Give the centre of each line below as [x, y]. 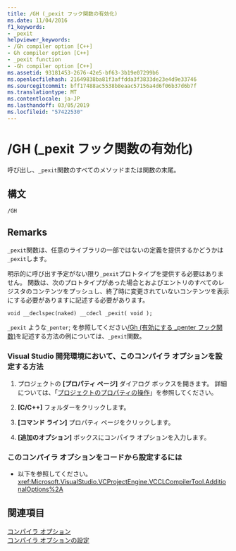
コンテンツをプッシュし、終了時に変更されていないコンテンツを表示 [130, 291]
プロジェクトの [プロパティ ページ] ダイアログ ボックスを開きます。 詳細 [122, 384]
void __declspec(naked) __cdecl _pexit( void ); [80, 314]
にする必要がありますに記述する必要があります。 [78, 300]
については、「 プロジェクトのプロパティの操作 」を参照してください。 [117, 392]
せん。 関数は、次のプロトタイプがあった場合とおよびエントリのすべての [113, 283]
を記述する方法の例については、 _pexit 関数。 [81, 336]
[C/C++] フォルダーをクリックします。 [74, 407]
